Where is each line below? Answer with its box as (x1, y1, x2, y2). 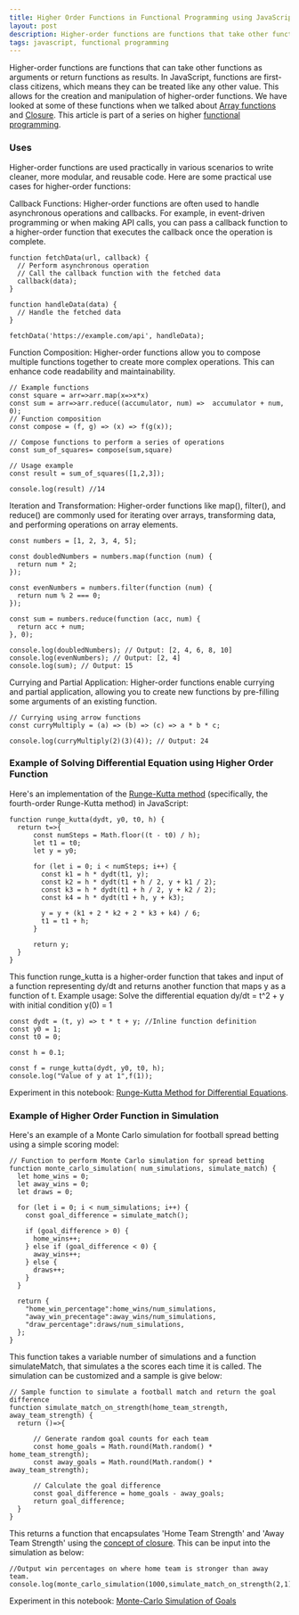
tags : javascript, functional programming (9, 37, 169, 47)
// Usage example (9, 461, 74, 470)
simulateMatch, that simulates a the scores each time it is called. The (9, 1361, 263, 1372)
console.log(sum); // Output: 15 (9, 661, 133, 670)
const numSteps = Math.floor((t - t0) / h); (32, 830, 201, 839)
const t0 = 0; (9, 1032, 62, 1042)
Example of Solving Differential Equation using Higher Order (9, 757, 274, 770)
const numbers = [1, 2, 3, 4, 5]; (9, 536, 138, 545)
